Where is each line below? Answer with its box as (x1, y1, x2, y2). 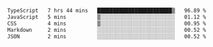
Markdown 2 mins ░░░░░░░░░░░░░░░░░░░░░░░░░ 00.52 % (7, 26, 207, 33)
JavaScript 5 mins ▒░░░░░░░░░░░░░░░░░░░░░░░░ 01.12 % (7, 13, 207, 21)
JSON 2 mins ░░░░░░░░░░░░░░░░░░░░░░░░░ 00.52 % (7, 32, 207, 40)
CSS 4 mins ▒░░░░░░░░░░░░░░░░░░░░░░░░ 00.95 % (7, 20, 207, 27)
